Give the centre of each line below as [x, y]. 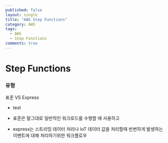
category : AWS [20, 24]
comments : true [22, 43]
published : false [24, 10]
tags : [11, 29]
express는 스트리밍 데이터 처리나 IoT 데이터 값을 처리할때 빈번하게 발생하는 [88, 129]
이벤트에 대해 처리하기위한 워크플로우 [50, 135]
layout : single [22, 15]
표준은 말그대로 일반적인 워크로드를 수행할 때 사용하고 [66, 118]
